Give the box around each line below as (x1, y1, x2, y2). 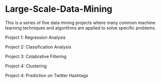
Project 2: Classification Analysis (5, 44, 72, 50)
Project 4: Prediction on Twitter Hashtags (5, 72, 88, 78)
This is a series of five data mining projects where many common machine (5, 20, 156, 26)
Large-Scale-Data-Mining (5, 3, 113, 15)
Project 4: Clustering (5, 63, 47, 69)
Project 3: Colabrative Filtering (5, 53, 67, 59)
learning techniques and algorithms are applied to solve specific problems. (5, 25, 156, 30)
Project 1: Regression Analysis (5, 34, 66, 40)
